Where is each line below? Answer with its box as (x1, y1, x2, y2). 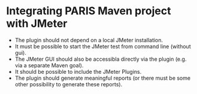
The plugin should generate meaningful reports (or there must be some (14, 74, 190, 82)
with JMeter (6, 17, 68, 30)
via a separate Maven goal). (14, 61, 84, 69)
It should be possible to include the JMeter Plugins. (14, 68, 142, 75)
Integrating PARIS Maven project (6, 4, 171, 18)
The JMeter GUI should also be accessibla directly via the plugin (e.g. (14, 55, 187, 62)
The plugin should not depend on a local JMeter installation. (14, 36, 163, 43)
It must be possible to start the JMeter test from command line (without (14, 43, 191, 50)
